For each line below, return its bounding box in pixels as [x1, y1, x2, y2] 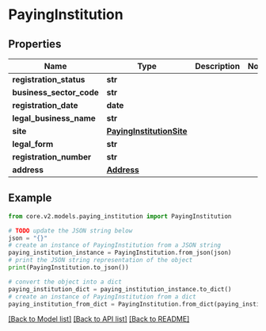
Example [8, 191, 52, 205]
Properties [8, 37, 62, 51]
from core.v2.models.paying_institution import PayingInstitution [8, 212, 232, 220]
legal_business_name [12, 113, 97, 124]
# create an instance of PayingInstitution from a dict [8, 292, 196, 301]
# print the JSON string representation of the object [8, 256, 193, 264]
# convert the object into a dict [8, 278, 123, 286]
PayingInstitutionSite [106, 125, 188, 137]
